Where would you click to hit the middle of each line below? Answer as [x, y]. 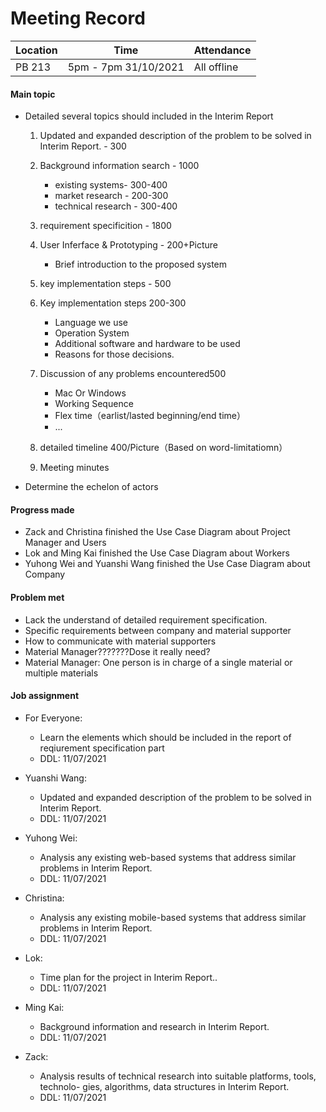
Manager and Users [65, 543]
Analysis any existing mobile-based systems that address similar [173, 917]
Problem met [37, 597]
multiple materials [61, 673]
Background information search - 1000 [119, 166]
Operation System [92, 333]
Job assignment [45, 696]
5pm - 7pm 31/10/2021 [126, 67]
